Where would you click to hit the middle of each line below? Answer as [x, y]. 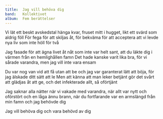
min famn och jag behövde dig [36, 102]
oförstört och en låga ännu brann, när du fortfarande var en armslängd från [80, 97]
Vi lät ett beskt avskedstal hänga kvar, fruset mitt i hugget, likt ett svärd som [81, 33]
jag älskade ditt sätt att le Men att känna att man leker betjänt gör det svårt [80, 77]
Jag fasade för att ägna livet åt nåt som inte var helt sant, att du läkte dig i [79, 52]
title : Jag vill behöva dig [35, 9]
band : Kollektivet [26, 14]
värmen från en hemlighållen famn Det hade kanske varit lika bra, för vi [76, 57]
